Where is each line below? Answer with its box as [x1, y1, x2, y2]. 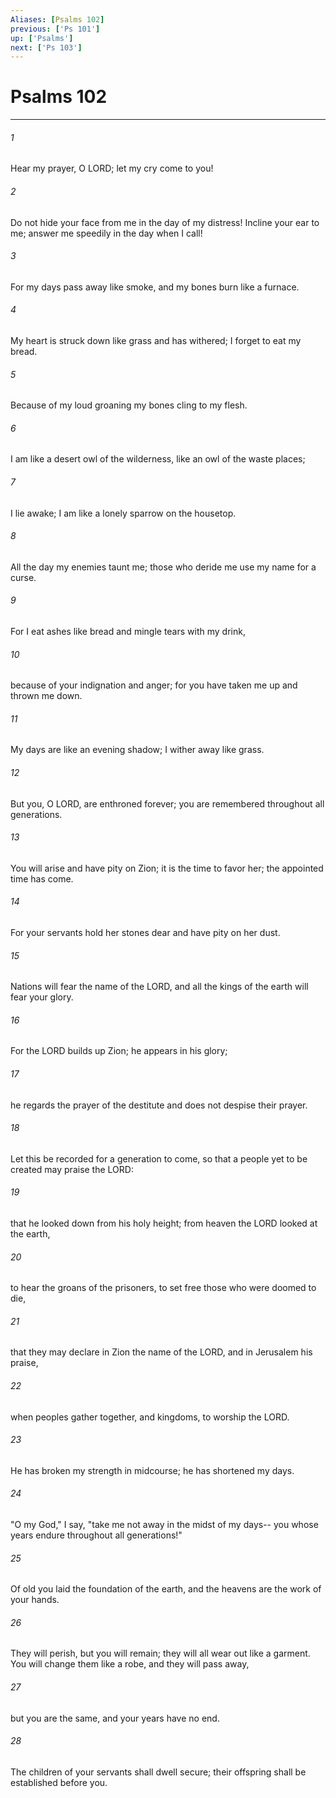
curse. [10, 571, 37, 583]
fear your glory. [10, 991, 74, 1003]
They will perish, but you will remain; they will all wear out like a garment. [10, 1647, 311, 1660]
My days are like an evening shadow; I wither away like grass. [10, 744, 265, 756]
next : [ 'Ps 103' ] [10, 42, 83, 53]
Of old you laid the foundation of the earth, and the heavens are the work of [10, 1583, 322, 1595]
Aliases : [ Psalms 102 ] [10, 14, 105, 25]
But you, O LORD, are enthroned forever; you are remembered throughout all [10, 797, 325, 810]
